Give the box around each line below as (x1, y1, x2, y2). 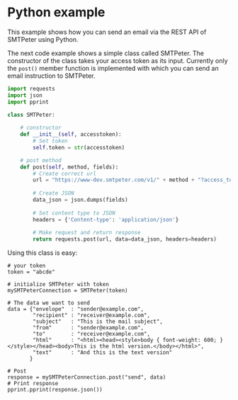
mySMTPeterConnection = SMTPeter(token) (7, 287, 129, 295)
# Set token (33, 137, 69, 145)
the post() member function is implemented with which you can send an (7, 64, 219, 72)
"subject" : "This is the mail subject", (33, 318, 163, 326)
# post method (20, 156, 62, 164)
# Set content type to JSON (33, 210, 115, 217)
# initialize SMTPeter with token (7, 281, 110, 288)
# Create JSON (33, 190, 74, 197)
